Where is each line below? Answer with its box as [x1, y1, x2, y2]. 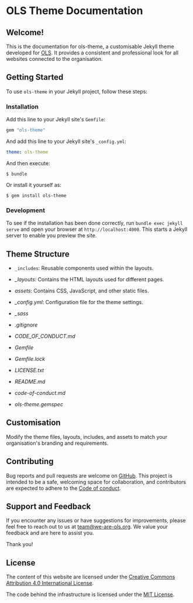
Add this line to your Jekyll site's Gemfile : [6, 116, 106, 123]
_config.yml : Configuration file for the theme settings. [14, 298, 143, 305]
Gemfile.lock [14, 355, 46, 362]
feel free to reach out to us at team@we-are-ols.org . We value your [6, 523, 168, 530]
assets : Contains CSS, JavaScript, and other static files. [14, 287, 149, 294]
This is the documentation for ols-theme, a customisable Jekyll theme [6, 43, 174, 50]
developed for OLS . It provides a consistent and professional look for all [6, 49, 179, 56]
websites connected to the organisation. [6, 56, 104, 62]
